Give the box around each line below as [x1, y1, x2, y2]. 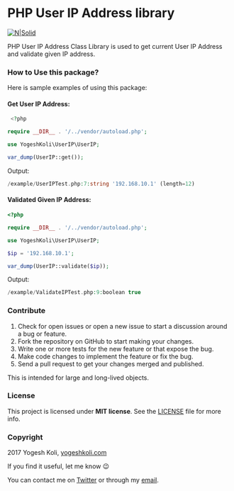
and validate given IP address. [7, 50, 96, 58]
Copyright [7, 432, 43, 442]
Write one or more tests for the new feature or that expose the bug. [17, 344, 214, 353]
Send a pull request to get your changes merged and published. [17, 359, 204, 368]
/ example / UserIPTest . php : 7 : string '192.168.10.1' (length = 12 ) [7, 180, 195, 187]
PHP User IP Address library [7, 5, 175, 21]
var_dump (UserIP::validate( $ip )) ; [7, 262, 110, 270]
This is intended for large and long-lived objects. [7, 373, 150, 382]
